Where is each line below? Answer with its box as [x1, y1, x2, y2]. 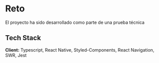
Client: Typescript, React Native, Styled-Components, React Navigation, [5, 47, 154, 53]
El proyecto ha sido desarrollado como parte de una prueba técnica [5, 19, 144, 25]
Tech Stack [5, 34, 41, 42]
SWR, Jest [5, 52, 27, 58]
